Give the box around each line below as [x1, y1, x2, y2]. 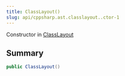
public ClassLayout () [6, 64, 61, 70]
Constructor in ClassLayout [6, 31, 74, 38]
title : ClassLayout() [6, 8, 61, 15]
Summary [6, 48, 44, 58]
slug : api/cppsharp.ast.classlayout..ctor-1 [6, 14, 120, 20]
